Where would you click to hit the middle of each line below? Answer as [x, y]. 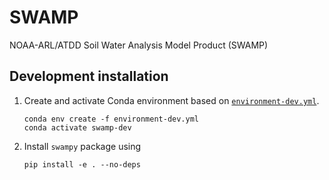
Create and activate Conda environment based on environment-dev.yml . [171, 100]
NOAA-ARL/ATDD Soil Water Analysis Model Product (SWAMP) [139, 45]
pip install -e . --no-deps [82, 164]
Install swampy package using [82, 146]
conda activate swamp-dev [77, 127]
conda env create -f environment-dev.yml [111, 119]
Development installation [89, 76]
